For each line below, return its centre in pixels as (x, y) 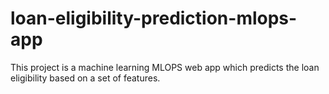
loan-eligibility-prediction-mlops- (154, 18)
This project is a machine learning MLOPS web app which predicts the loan (165, 67)
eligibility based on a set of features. (85, 78)
